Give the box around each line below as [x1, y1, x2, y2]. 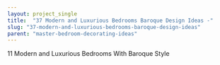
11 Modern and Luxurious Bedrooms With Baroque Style [7, 49, 170, 58]
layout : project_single [7, 10, 78, 18]
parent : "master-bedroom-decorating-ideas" [7, 30, 138, 37]
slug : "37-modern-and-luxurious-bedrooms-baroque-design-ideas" [7, 23, 201, 30]
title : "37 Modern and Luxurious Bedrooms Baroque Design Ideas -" [7, 17, 214, 24]
